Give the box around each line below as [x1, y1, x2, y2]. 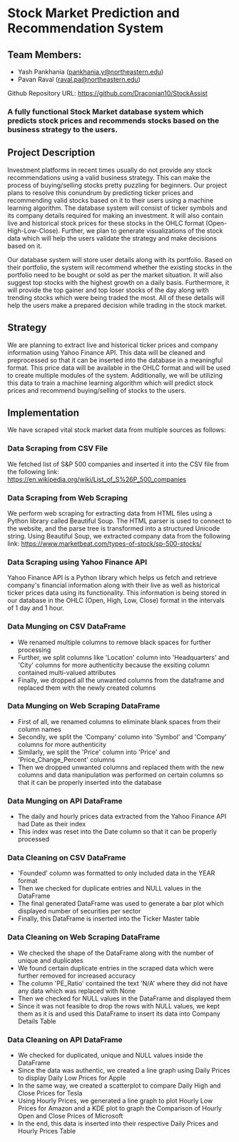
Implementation [7, 406, 80, 419]
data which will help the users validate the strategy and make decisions [7, 234, 218, 242]
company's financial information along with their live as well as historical [7, 581, 220, 590]
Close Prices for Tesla [17, 1089, 83, 1098]
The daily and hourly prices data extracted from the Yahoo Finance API [17, 812, 227, 821]
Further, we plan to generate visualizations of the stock [61, 226, 223, 235]
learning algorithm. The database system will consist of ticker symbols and [7, 204, 228, 212]
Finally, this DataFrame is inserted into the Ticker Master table [17, 914, 200, 923]
